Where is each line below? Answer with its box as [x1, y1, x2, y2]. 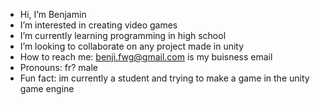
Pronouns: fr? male [19, 62, 98, 73]
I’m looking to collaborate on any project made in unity [19, 40, 245, 52]
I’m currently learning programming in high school [19, 30, 227, 41]
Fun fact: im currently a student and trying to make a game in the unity [19, 72, 310, 84]
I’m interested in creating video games [19, 19, 178, 31]
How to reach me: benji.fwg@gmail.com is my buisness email [19, 51, 273, 63]
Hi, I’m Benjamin [19, 9, 87, 20]
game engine [19, 83, 75, 94]
